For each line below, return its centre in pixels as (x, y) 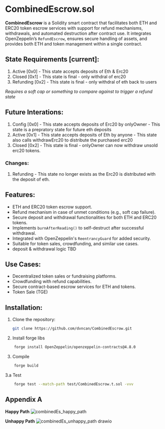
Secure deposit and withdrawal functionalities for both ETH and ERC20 (84, 217)
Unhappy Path (20, 421)
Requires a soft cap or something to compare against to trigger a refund (79, 91)
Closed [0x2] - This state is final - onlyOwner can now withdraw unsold (85, 145)
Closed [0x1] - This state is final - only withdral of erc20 (69, 76)
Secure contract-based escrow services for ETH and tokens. (74, 287)
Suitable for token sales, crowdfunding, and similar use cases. (75, 243)
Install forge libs (29, 338)
